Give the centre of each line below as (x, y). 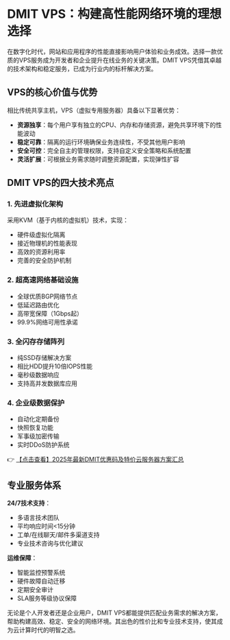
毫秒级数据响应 (38, 375)
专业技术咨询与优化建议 (50, 543)
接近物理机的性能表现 (47, 244)
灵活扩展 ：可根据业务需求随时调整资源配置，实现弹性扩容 (98, 159)
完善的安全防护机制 (44, 261)
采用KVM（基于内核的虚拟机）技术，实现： (68, 220)
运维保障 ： (22, 558)
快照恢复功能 (35, 428)
